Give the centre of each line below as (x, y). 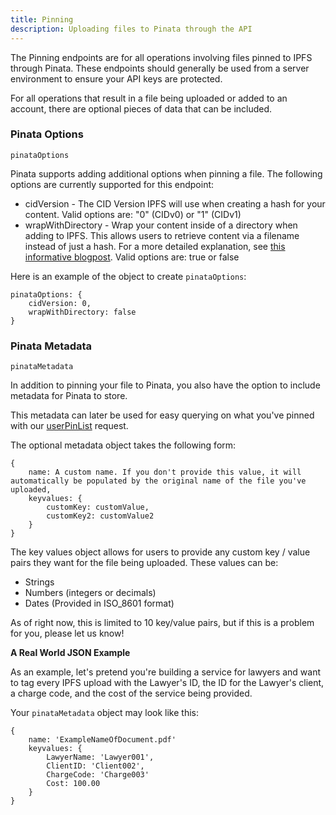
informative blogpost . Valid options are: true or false (132, 257)
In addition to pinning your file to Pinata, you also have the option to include (165, 385)
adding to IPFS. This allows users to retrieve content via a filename (162, 235)
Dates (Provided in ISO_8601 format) (99, 603)
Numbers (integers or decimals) (90, 593)
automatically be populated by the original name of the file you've (158, 481)
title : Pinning (42, 19)
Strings (39, 582)
